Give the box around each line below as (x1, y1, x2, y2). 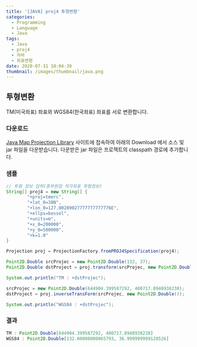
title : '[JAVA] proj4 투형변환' (6, 8, 80, 15)
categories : (6, 14, 35, 20)
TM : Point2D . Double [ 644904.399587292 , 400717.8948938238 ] (6, 330, 154, 336)
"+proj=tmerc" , (27, 194, 64, 200)
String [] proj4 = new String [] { (6, 189, 88, 195)
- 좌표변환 (11, 57, 33, 63)
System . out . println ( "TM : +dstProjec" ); (6, 275, 107, 281)
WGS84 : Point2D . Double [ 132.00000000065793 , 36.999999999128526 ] (6, 335, 169, 342)
